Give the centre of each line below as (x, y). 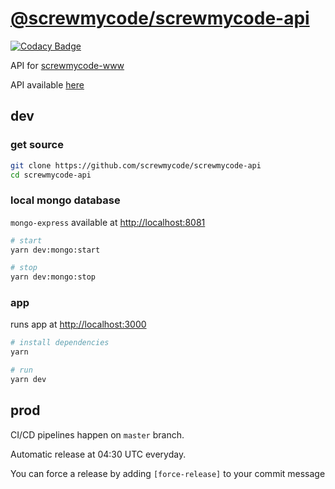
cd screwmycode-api (51, 175)
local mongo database (65, 200)
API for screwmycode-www (67, 65)
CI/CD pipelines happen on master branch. (97, 434)
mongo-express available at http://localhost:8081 (108, 222)
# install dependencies (60, 343)
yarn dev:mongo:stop (53, 277)
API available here (47, 84)
